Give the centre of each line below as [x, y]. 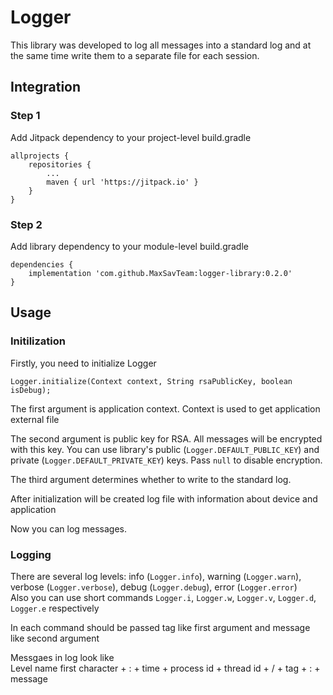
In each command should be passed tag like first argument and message [160, 627]
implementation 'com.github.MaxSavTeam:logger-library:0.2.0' [160, 273]
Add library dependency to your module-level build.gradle [129, 246]
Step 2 [26, 224]
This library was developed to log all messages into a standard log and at [161, 45]
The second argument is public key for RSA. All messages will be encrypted [166, 438]
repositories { [60, 164]
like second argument [55, 638]
